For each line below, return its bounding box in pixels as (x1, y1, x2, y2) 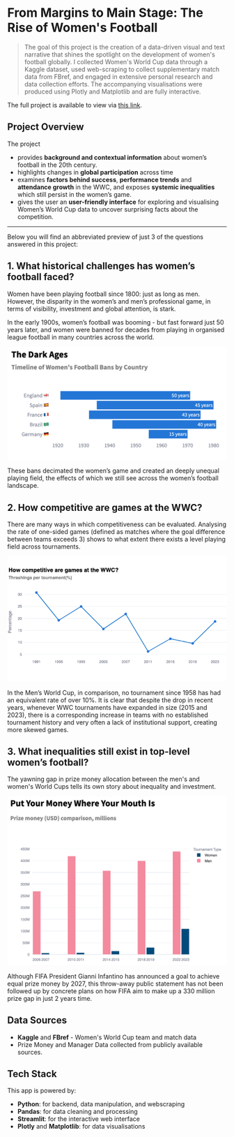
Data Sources (7, 1014, 68, 1027)
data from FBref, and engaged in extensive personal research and (24, 72, 213, 81)
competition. (17, 212, 54, 221)
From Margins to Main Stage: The (7, 5, 203, 21)
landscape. (7, 482, 40, 490)
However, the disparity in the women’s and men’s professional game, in (7, 297, 211, 305)
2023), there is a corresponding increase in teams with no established (7, 711, 208, 719)
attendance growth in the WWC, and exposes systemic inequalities (17, 183, 215, 191)
